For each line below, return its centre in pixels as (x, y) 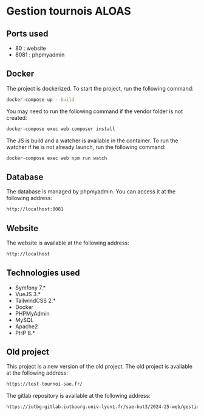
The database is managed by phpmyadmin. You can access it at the (91, 192)
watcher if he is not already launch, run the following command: (86, 147)
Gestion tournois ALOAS (69, 11)
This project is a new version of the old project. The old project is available (100, 367)
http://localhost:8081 (35, 209)
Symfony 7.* (30, 288)
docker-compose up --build (40, 99)
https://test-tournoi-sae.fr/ (45, 384)
